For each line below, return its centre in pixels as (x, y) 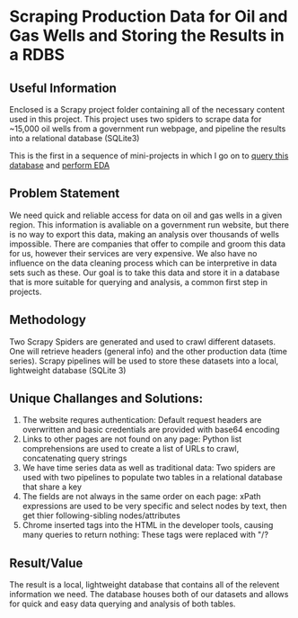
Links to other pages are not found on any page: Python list (132, 439)
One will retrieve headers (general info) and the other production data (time (148, 351)
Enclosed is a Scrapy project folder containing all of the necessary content (147, 109)
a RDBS (37, 55)
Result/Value (46, 563)
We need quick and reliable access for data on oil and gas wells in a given (146, 215)
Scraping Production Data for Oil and (149, 17)
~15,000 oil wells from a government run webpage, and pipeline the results (148, 129)
